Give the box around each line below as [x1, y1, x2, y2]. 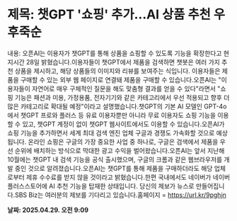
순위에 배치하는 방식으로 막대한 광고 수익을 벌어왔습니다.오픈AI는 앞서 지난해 [14, 146, 225, 154]
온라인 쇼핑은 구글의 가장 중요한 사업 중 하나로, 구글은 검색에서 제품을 [28, 137, 219, 146]
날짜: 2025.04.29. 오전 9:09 [7, 205, 89, 214]
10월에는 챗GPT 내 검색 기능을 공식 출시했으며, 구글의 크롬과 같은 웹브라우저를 [7, 155, 223, 164]
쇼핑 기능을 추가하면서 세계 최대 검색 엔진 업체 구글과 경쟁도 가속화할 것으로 [7, 128, 215, 137]
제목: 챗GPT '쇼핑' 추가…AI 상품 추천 [7, 6, 211, 23]
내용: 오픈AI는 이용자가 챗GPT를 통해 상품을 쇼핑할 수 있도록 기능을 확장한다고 [7, 49, 222, 57]
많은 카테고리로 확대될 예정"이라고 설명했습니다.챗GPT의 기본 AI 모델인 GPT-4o [7, 102, 227, 110]
